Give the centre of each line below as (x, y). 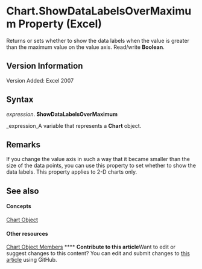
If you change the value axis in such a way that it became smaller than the (98, 159)
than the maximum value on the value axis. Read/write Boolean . (85, 47)
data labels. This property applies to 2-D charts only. (72, 172)
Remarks (24, 144)
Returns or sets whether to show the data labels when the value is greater (98, 40)
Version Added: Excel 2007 (40, 80)
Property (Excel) (60, 24)
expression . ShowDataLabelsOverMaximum (62, 114)
